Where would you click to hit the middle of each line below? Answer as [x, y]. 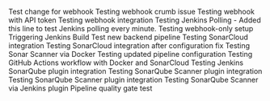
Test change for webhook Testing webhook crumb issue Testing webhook [131, 12]
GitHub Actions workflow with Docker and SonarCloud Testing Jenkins [126, 63]
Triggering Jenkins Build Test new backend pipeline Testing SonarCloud [129, 37]
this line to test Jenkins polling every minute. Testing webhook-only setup [131, 28]
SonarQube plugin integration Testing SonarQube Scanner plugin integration [135, 71]
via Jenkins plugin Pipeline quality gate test [80, 88]
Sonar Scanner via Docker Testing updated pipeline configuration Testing [131, 54]
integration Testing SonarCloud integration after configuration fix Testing [129, 46]
